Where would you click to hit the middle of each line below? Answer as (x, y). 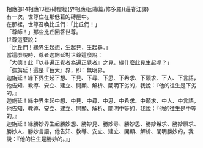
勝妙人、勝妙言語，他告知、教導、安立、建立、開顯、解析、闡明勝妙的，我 (100, 131)
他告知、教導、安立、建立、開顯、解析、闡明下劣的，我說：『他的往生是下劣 (102, 85)
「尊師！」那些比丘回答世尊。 (44, 32)
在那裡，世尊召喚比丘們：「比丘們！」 (53, 24)
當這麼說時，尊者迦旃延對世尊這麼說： (54, 55)
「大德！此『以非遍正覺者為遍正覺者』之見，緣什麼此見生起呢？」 (89, 62)
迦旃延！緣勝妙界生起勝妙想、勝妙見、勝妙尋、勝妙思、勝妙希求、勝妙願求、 (103, 124)
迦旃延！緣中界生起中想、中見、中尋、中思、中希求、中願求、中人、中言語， (103, 101)
